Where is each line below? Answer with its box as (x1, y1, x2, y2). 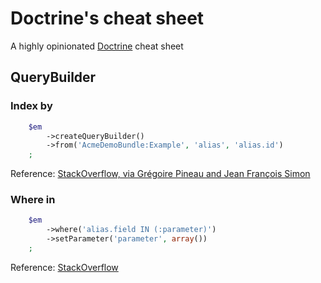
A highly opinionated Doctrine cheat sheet (10, 40, 184, 52)
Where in (10, 193, 56, 207)
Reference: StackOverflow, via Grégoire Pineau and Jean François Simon (10, 168, 311, 180)
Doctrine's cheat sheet (10, 7, 205, 30)
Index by (10, 99, 53, 113)
